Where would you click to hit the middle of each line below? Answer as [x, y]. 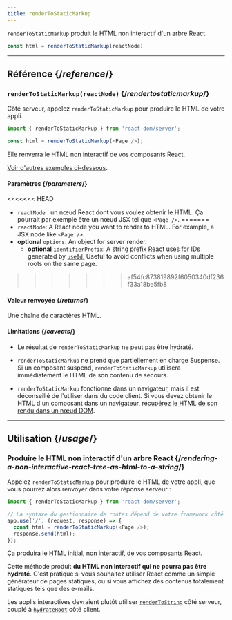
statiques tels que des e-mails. [51, 589]
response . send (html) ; [45, 534]
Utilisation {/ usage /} [52, 439]
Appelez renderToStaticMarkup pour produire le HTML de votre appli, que [111, 482]
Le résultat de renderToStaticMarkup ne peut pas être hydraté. [105, 347]
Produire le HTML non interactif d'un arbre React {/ [94, 458]
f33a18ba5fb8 [147, 285]
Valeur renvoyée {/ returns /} [48, 300]
